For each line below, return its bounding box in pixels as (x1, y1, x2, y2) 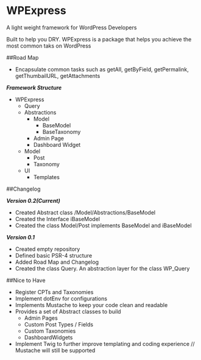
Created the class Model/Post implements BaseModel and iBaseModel (15, 222, 192, 229)
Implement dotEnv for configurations (15, 295, 108, 302)
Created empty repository (15, 245, 80, 253)
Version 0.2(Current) (6, 197, 61, 204)
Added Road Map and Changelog (15, 258, 99, 266)
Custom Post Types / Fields (24, 320, 93, 328)
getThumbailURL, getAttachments (15, 72, 100, 79)
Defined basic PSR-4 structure (15, 252, 93, 259)
